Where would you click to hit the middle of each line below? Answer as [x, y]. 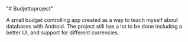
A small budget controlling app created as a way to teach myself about [92, 20]
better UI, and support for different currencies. [63, 33]
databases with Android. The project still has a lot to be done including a [94, 26]
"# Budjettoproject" [30, 9]
